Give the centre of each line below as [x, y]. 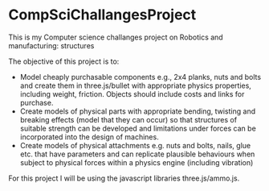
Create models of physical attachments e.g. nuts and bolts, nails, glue [135, 145]
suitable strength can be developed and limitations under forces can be [138, 128]
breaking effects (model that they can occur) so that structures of [128, 119]
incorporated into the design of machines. [89, 137]
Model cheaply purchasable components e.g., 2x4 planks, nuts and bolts [141, 77]
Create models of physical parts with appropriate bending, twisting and [137, 111]
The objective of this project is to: [64, 61]
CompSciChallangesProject [102, 15]
